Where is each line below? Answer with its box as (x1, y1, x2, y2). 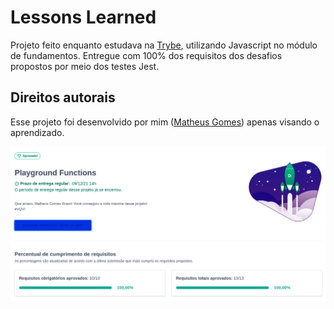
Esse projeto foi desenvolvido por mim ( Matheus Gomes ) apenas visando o (10, 116, 320, 128)
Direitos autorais (10, 89, 116, 106)
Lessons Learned (10, 6, 157, 29)
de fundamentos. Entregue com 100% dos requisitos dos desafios (10, 49, 283, 61)
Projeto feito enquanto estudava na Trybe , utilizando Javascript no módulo (10, 39, 318, 51)
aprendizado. (10, 126, 65, 138)
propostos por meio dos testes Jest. (10, 60, 160, 72)
